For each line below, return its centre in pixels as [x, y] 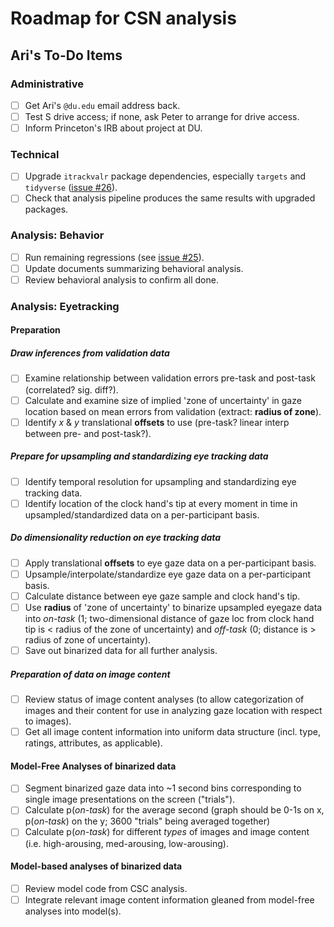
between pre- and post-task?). [88, 433]
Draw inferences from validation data [90, 353]
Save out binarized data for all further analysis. [121, 650]
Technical [35, 154]
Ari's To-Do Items [66, 55]
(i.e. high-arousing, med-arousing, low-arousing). [127, 843]
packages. [46, 209]
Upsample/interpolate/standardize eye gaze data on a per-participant [167, 574]
